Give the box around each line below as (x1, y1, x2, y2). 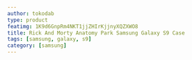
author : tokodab (7, 10, 54, 17)
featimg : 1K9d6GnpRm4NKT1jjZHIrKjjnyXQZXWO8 (7, 23, 138, 30)
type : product (7, 17, 49, 23)
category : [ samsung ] (7, 42, 67, 49)
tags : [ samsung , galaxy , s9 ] (7, 36, 92, 43)
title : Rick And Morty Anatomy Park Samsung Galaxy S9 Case (7, 29, 186, 37)
